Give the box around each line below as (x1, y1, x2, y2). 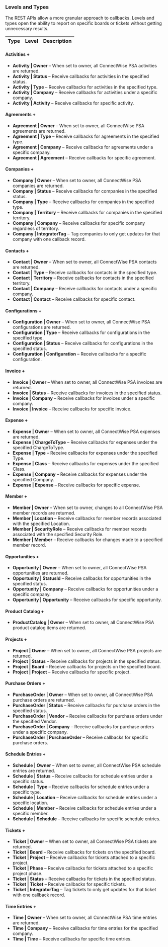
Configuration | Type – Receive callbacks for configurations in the (12, 329, 150, 335)
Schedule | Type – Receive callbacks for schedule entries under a (12, 784, 149, 790)
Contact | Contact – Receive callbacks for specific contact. (12, 296, 136, 302)
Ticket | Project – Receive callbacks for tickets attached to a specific (12, 854, 155, 860)
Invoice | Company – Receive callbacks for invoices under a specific (12, 395, 155, 401)
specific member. (12, 810, 49, 816)
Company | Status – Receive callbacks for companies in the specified (12, 188, 157, 194)
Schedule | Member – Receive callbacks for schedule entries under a (12, 805, 157, 811)
